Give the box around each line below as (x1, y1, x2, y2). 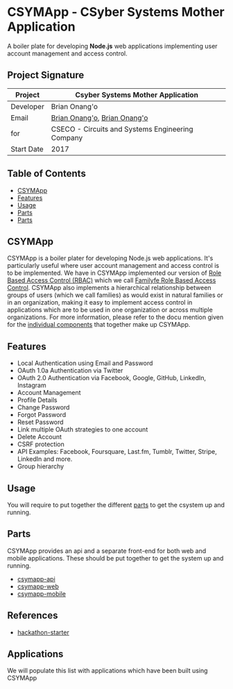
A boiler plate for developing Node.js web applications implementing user (7, 42, 218, 50)
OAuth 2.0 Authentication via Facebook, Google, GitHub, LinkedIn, (17, 374, 207, 382)
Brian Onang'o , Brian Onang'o (51, 112, 148, 122)
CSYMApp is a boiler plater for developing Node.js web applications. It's (7, 254, 214, 262)
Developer (10, 101, 45, 111)
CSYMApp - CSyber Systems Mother (7, 4, 225, 20)
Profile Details (17, 396, 58, 405)
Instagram (17, 381, 46, 389)
